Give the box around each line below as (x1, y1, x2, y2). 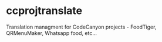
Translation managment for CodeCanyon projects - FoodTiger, (6, 23, 157, 30)
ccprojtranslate (6, 4, 83, 17)
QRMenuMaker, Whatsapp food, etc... (6, 29, 97, 36)
